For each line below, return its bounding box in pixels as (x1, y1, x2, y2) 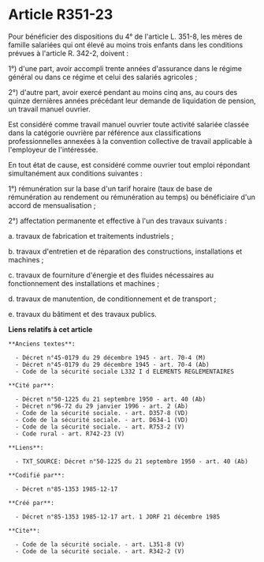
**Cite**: (8, 526, 41, 534)
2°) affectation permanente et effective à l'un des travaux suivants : (8, 216, 227, 225)
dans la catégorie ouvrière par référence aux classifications (8, 128, 202, 138)
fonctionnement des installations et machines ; (8, 278, 160, 288)
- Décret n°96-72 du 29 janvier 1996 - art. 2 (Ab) (15, 402, 189, 410)
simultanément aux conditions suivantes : (8, 168, 143, 178)
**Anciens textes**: (8, 340, 76, 348)
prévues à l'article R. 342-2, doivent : (8, 48, 128, 58)
